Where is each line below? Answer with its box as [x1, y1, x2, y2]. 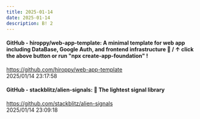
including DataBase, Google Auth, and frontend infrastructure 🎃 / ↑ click [6, 45, 194, 52]
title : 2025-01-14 [6, 9, 53, 15]
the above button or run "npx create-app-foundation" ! [6, 52, 148, 59]
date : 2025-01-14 [6, 15, 51, 21]
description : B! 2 [6, 20, 53, 26]
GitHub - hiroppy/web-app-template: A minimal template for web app [6, 39, 185, 46]
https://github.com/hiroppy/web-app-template [6, 65, 123, 73]
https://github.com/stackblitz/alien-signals [6, 99, 113, 107]
